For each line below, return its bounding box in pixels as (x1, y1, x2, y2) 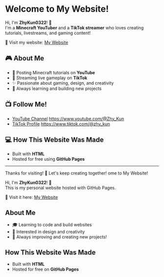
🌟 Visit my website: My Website (5, 39, 68, 45)
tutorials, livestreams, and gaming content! (5, 30, 91, 36)
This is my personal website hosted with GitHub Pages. (5, 185, 116, 191)
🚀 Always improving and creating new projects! (12, 234, 107, 240)
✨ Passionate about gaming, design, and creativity (12, 80, 114, 86)
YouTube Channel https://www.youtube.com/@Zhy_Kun (12, 116, 124, 122)
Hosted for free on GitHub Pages (12, 266, 79, 272)
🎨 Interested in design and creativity (12, 229, 85, 235)
